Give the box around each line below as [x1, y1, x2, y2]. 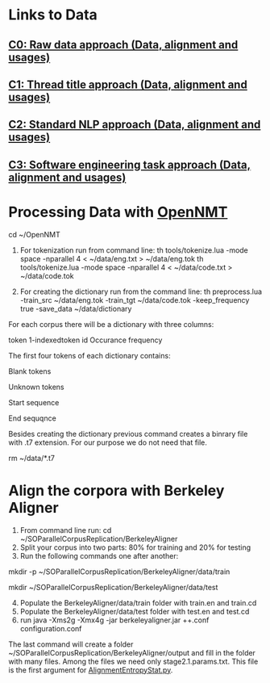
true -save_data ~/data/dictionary [19, 304, 132, 313]
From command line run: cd [19, 525, 112, 534]
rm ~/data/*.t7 [8, 453, 55, 463]
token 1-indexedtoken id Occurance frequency [8, 335, 163, 345]
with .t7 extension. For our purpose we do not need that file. [8, 438, 208, 447]
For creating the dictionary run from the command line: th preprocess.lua [19, 287, 263, 296]
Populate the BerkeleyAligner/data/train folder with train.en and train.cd [19, 597, 257, 607]
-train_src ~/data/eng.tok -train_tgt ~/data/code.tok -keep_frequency [19, 295, 250, 304]
